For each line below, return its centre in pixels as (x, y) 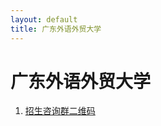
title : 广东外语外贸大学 (56, 29)
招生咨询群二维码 (60, 111)
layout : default (44, 19)
